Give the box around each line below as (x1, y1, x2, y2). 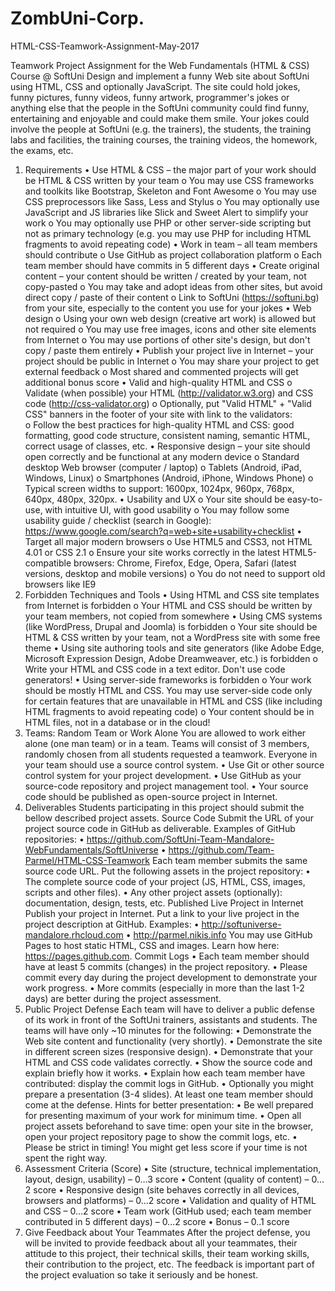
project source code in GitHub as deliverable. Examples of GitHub (24, 822, 296, 834)
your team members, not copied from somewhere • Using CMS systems (24, 610, 323, 622)
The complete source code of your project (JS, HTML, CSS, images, (24, 875, 306, 887)
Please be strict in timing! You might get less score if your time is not (24, 1141, 308, 1153)
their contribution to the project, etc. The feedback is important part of (24, 1258, 315, 1270)
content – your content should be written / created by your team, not (24, 270, 307, 282)
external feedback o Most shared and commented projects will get (24, 365, 299, 377)
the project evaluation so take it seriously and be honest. (24, 1268, 259, 1281)
